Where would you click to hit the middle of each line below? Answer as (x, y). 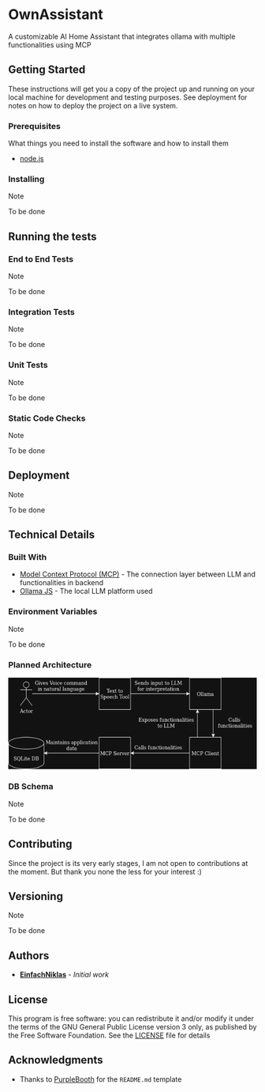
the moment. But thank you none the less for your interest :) (105, 871)
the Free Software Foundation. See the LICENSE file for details (109, 1035)
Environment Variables (53, 612)
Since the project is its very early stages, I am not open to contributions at (128, 863)
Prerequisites (34, 126)
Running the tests (52, 236)
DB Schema (31, 787)
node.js (32, 159)
